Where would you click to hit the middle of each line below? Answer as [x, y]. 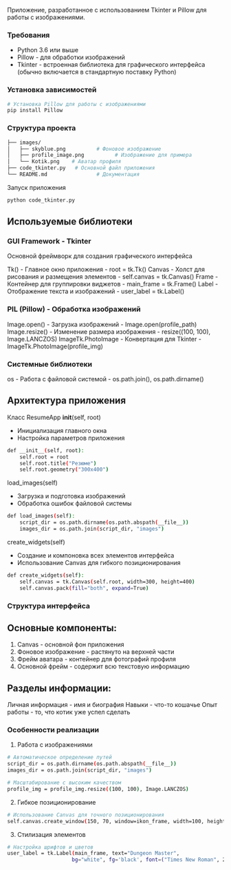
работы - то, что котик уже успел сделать [69, 712]
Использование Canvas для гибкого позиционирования [99, 562]
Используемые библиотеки [70, 222]
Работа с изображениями [55, 745]
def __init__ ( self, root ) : [46, 450]
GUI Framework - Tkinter [49, 242]
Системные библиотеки [50, 364]
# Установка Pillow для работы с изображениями [77, 104]
